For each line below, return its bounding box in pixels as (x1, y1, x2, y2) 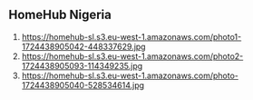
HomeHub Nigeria (8, 7, 112, 23)
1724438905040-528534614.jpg (21, 79, 145, 90)
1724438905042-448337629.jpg (21, 41, 146, 52)
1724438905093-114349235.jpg (21, 60, 143, 71)
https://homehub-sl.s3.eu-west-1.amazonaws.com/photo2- (21, 50, 244, 62)
